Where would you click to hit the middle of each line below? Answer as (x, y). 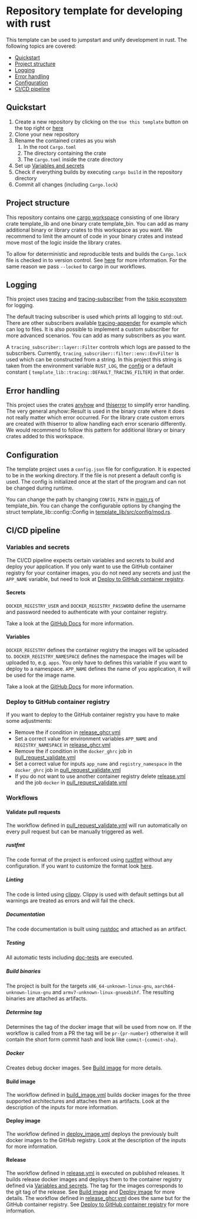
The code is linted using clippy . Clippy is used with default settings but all (95, 894)
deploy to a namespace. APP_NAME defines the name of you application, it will (98, 669)
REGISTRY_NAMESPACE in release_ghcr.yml (62, 745)
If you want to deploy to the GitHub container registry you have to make (93, 715)
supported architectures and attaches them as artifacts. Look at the (88, 1101)
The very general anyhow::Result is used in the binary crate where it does (95, 411)
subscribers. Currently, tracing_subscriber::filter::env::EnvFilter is (93, 353)
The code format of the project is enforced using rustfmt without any (89, 860)
